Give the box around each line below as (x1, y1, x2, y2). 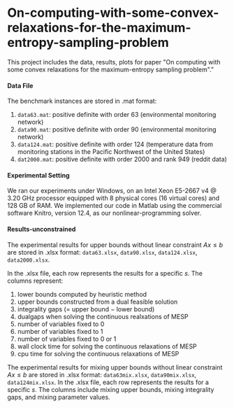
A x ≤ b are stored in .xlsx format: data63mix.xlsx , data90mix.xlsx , (7, 370, 197, 379)
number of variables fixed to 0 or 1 (17, 335, 117, 343)
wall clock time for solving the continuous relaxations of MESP (17, 342, 197, 351)
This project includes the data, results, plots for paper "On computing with (7, 57, 221, 66)
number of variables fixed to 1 (17, 327, 103, 335)
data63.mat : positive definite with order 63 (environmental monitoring (17, 111, 217, 119)
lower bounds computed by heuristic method (17, 290, 147, 298)
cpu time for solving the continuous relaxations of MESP (17, 349, 180, 358)
